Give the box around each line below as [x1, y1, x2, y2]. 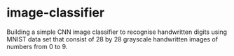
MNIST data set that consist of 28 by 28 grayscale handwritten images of [6, 35, 219, 43]
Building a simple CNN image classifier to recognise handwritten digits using [6, 28, 228, 36]
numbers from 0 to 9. [6, 42, 68, 50]
